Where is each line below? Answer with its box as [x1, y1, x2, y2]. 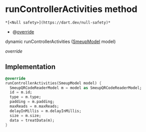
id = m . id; [9, 90, 32, 95]
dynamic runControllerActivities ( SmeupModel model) [5, 38, 116, 44]
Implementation [5, 62, 56, 71]
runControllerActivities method [5, 3, 137, 15]
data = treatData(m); [9, 117, 55, 123]
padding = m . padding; [9, 99, 55, 104]
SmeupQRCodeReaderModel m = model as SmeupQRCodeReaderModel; [9, 85, 142, 90]
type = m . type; [9, 94, 41, 99]
